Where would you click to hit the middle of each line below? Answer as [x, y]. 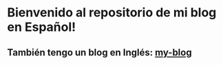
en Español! [42, 27]
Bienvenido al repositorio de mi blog [112, 13]
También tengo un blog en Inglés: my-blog [99, 52]
